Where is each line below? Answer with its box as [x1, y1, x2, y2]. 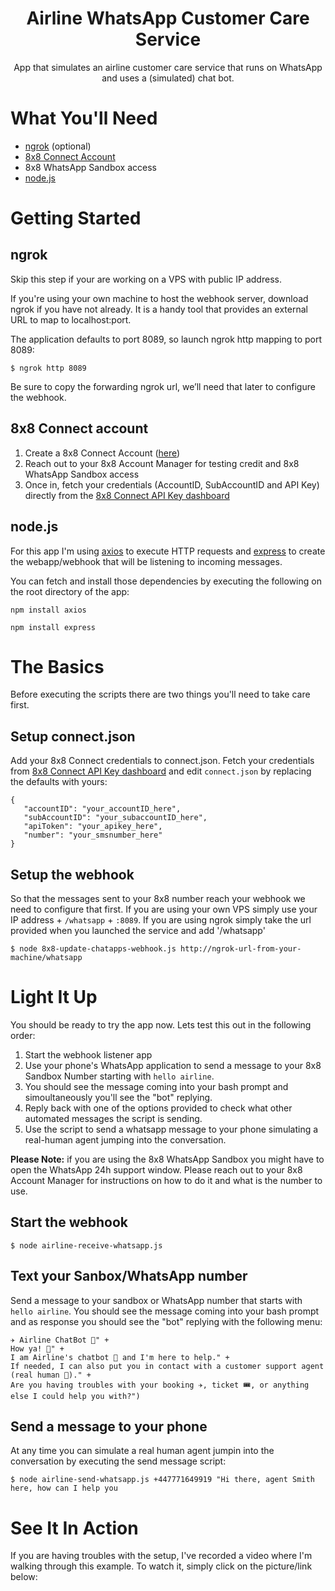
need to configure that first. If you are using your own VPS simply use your [10, 903, 318, 916]
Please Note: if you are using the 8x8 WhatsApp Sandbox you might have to [10, 1153, 325, 1165]
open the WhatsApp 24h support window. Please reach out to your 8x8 [10, 1164, 303, 1176]
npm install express [10, 622, 97, 632]
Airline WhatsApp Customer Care [26, 7, 310, 30]
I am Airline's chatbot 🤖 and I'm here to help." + [10, 1352, 230, 1362]
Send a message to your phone [10, 1418, 208, 1436]
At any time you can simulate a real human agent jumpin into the [10, 1445, 275, 1457]
